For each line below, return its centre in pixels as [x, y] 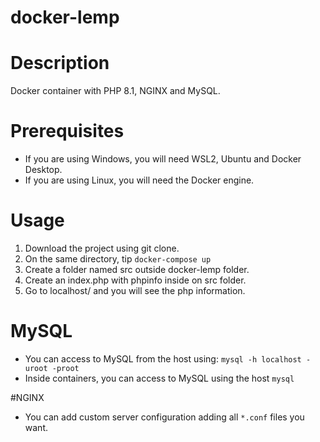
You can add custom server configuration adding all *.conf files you [164, 417]
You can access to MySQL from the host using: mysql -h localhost [163, 358]
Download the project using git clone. [102, 248]
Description [60, 63]
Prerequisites [67, 131]
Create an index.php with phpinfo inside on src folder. [135, 280]
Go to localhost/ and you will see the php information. [135, 290]
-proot [65, 368]
